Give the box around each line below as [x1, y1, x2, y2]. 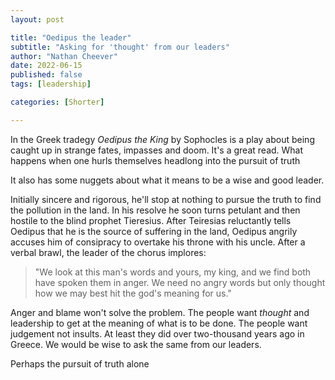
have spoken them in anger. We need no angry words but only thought [34, 276, 326, 288]
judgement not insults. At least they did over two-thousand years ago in [10, 327, 305, 340]
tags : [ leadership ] [10, 79, 92, 90]
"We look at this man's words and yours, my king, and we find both [34, 266, 312, 278]
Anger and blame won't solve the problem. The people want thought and [10, 306, 310, 318]
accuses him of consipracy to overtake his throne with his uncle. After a [10, 236, 306, 248]
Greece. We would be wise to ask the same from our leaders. [10, 338, 262, 350]
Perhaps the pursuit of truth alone [10, 357, 150, 370]
